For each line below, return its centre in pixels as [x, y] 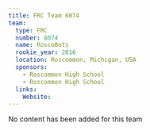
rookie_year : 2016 [46, 52]
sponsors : [31, 67]
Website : [37, 97]
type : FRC [31, 30]
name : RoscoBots [42, 45]
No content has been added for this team [75, 119]
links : [26, 89]
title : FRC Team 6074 [44, 15]
